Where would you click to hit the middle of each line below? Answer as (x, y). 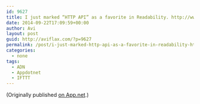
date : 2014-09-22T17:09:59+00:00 (48, 23)
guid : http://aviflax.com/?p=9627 (49, 39)
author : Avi (21, 28)
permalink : (20, 45)
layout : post (22, 34)
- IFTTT (21, 78)
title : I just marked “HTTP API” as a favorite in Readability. (87, 17)
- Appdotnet (26, 73)
